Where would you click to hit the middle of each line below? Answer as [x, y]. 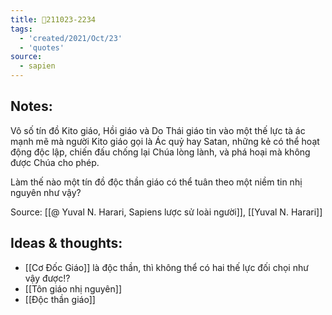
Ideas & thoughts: [66, 243]
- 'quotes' [42, 47]
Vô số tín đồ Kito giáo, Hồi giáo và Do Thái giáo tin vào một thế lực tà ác [158, 130]
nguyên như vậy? [46, 192]
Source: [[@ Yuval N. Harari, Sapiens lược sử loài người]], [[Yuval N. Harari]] [166, 212]
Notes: [31, 106]
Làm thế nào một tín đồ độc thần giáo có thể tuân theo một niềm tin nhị [156, 182]
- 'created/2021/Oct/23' [71, 38]
